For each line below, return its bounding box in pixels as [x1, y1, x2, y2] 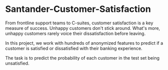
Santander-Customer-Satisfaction [5, 3, 151, 15]
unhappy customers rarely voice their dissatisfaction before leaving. [5, 30, 146, 36]
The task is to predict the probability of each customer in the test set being [5, 55, 159, 61]
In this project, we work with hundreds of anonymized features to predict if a [5, 40, 163, 46]
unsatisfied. [5, 60, 30, 66]
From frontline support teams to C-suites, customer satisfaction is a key [5, 20, 153, 26]
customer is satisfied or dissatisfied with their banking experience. [5, 45, 143, 51]
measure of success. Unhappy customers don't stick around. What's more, [5, 25, 160, 31]
